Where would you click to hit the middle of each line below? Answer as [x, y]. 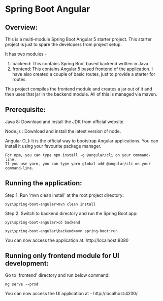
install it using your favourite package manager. [53, 146]
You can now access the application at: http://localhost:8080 [67, 240]
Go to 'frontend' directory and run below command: [57, 275]
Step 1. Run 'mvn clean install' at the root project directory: [65, 195]
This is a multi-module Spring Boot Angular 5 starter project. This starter [78, 39]
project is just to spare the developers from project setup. [64, 44]
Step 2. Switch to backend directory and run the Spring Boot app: [71, 213]
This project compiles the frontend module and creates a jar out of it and [79, 89]
